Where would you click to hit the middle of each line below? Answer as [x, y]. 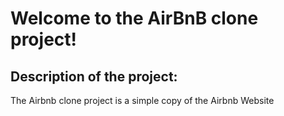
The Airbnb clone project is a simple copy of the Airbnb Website [142, 100]
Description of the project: [94, 76]
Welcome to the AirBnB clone [134, 18]
